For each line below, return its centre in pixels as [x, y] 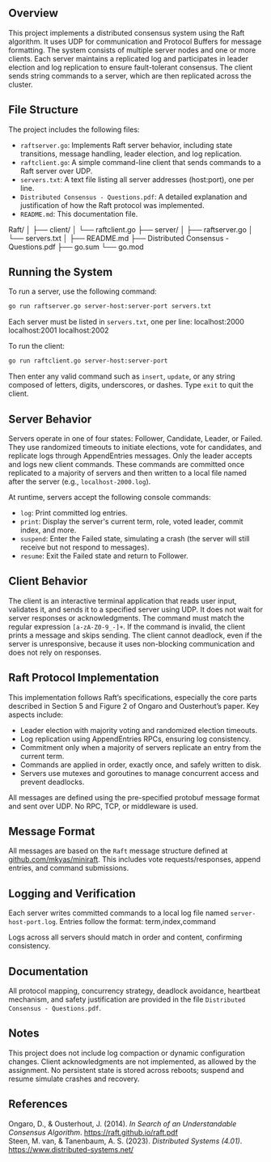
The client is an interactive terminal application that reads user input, [123, 600]
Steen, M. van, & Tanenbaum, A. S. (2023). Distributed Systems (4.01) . [125, 1141]
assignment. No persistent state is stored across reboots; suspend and [126, 1070]
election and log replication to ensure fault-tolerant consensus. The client [131, 67]
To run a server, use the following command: [83, 291]
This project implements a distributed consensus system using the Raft [127, 32]
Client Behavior [48, 581]
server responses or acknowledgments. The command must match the [127, 617]
